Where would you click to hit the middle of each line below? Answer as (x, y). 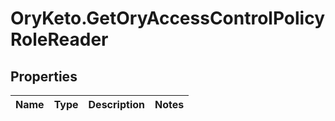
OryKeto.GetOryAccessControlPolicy (168, 18)
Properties (44, 76)
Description (116, 104)
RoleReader (59, 39)
